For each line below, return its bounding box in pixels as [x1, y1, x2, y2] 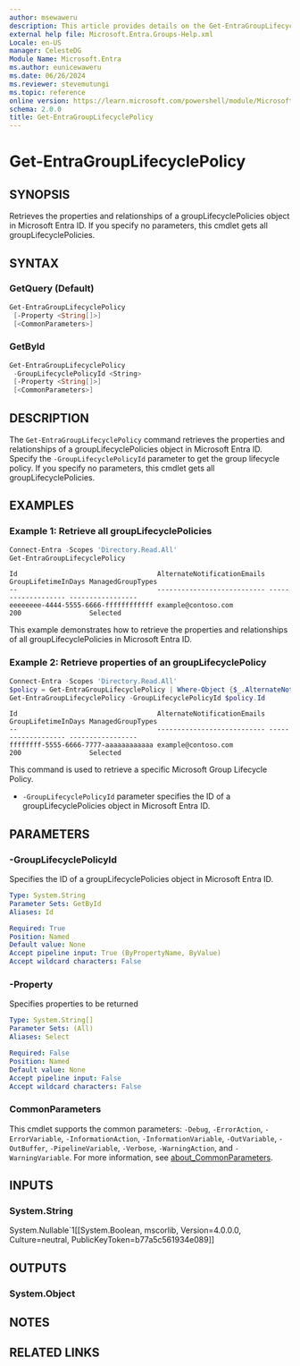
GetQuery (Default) [9, 283, 95, 295]
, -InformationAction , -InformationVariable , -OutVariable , [61, 1133, 278, 1143]
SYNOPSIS [9, 187, 71, 202]
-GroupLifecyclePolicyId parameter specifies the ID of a [21, 791, 231, 802]
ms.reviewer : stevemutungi [9, 80, 110, 89]
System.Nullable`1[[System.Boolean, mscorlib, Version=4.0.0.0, [9, 1225, 242, 1235]
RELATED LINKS [9, 1345, 100, 1361]
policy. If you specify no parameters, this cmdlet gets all [9, 462, 215, 474]
